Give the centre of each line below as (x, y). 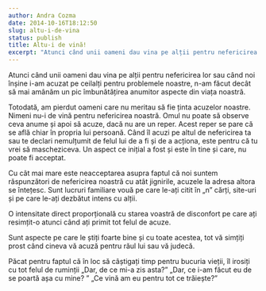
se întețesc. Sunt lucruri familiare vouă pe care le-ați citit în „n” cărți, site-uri (132, 190)
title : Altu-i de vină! (48, 45)
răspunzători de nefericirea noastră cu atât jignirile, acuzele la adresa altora (132, 182)
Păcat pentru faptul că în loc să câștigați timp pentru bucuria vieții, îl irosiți (129, 261)
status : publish (35, 38)
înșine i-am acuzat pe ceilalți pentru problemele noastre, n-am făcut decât (130, 83)
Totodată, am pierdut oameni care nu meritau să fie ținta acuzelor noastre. (129, 107)
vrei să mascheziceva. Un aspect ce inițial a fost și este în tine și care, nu (127, 149)
